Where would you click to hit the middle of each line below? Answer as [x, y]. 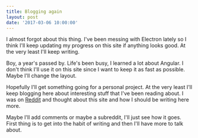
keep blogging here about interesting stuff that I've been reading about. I [95, 93]
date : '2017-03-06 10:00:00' [42, 22]
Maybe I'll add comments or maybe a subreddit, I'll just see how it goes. [94, 117]
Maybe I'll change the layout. [41, 76]
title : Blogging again [34, 11]
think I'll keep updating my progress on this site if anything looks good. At [96, 45]
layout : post [22, 17]
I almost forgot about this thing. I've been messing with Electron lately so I [96, 40]
